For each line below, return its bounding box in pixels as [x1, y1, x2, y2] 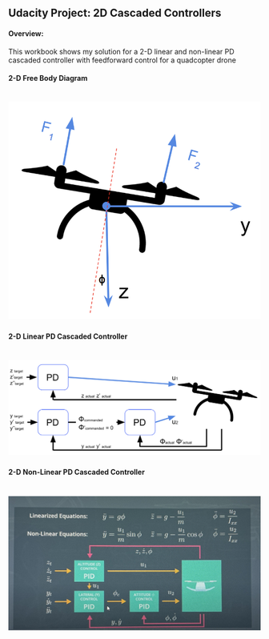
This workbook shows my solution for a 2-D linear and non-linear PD [8, 46, 235, 56]
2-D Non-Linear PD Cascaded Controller [8, 468, 146, 477]
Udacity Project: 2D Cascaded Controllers [8, 6, 222, 20]
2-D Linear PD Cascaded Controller [8, 332, 128, 341]
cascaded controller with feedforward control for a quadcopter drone [8, 55, 236, 65]
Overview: [8, 28, 44, 38]
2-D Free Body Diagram [8, 74, 88, 83]
